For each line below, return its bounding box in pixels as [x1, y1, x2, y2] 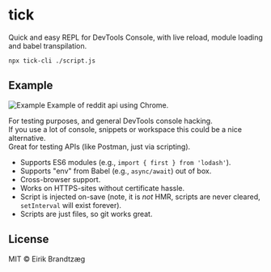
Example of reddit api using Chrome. [47, 100, 169, 110]
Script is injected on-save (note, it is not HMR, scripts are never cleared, [19, 192, 260, 202]
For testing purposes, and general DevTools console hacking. [8, 116, 213, 125]
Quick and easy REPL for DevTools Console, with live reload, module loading [8, 32, 263, 42]
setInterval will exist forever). [19, 200, 122, 210]
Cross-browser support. [19, 174, 101, 184]
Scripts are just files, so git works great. [19, 209, 153, 219]
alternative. [8, 133, 46, 142]
